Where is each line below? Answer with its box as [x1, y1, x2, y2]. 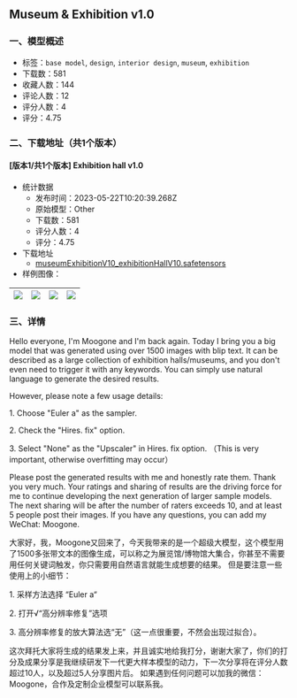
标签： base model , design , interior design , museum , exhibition [21, 57, 250, 67]
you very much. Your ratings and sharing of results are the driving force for [9, 481, 283, 492]
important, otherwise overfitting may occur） [9, 455, 173, 465]
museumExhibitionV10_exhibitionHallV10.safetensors [34, 257, 226, 268]
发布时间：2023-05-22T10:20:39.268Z [34, 192, 178, 203]
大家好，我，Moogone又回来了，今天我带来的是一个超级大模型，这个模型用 [9, 537, 285, 548]
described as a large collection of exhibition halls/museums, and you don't [9, 355, 280, 365]
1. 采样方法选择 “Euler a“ [9, 589, 97, 600]
